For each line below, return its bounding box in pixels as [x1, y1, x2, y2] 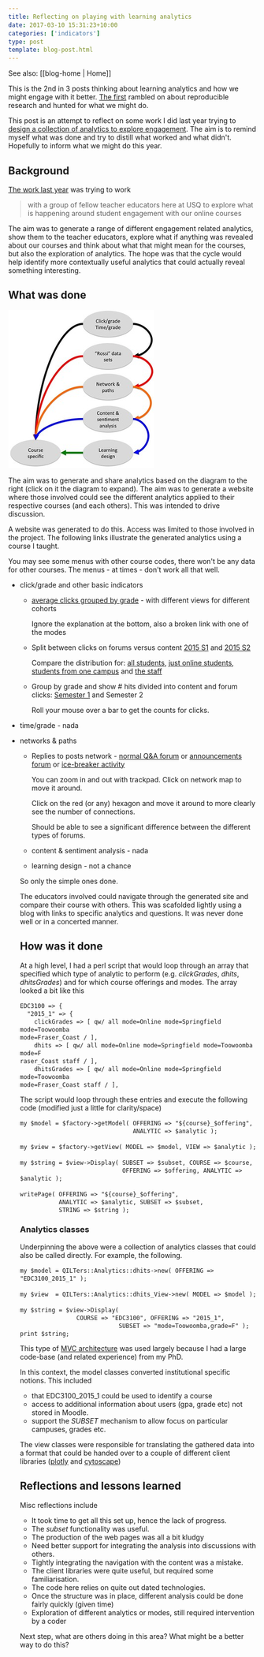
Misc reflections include [19, 1500, 99, 1510]
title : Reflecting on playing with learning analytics [8, 13, 192, 21]
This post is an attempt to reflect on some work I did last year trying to [8, 116, 236, 125]
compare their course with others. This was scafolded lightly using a [19, 900, 242, 909]
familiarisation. [31, 1574, 80, 1584]
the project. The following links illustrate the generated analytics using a [8, 532, 242, 542]
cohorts [31, 603, 57, 613]
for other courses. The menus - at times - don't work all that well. [8, 565, 221, 574]
